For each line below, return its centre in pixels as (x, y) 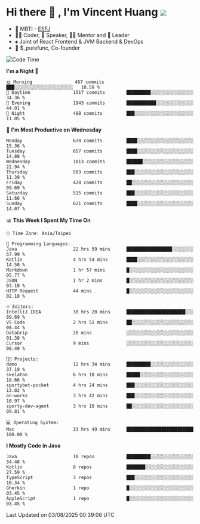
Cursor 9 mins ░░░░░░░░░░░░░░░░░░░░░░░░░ (100, 343)
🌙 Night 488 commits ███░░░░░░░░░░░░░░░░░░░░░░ (100, 113)
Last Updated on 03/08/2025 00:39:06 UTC (60, 514)
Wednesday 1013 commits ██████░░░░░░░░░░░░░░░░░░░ (100, 162)
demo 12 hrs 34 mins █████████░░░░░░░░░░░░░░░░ (100, 364)
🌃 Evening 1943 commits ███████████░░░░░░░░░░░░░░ (100, 103)
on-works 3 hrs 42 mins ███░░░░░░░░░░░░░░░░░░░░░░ (100, 395)
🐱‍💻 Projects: (22, 359)
